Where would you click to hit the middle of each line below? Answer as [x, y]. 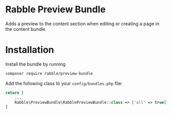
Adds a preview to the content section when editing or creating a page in [82, 24]
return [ [15, 93]
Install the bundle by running [35, 64]
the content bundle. [26, 29]
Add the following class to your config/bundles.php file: [64, 83]
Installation [30, 50]
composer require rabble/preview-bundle [49, 73]
